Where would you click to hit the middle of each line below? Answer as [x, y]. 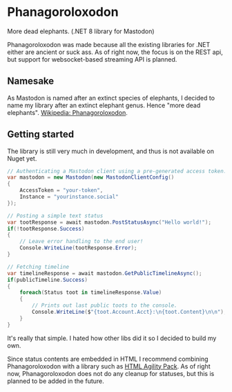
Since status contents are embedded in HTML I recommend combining [108, 359]
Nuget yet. [22, 158]
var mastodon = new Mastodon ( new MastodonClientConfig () [91, 177]
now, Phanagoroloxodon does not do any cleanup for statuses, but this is [111, 373]
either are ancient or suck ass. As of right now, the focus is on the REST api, [115, 52]
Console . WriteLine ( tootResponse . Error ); [78, 248]
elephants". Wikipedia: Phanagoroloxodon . [67, 112]
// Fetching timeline [38, 267]
